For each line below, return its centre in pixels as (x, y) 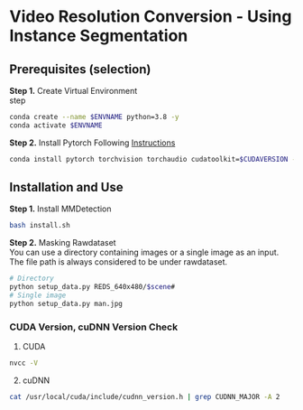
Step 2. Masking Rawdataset (63, 243)
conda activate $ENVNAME (56, 125)
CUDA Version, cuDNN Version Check (94, 327)
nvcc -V (24, 363)
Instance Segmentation (99, 36)
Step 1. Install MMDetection (60, 209)
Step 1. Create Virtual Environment (73, 91)
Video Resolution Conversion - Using (151, 17)
